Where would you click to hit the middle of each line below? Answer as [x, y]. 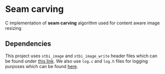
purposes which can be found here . [42, 66]
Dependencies [28, 44]
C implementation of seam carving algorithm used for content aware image [82, 23]
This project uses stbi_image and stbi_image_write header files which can [81, 56]
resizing [13, 28]
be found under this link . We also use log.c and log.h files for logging [77, 61]
